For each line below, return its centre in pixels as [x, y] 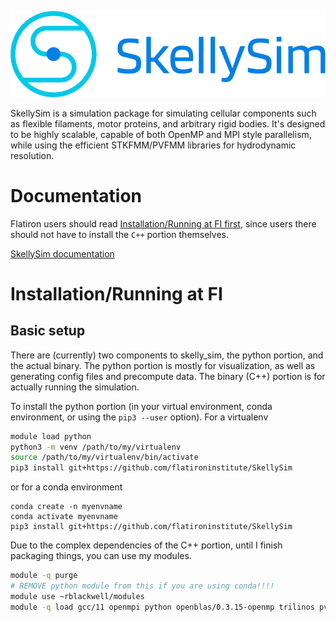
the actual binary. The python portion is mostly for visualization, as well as [163, 365]
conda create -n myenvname [66, 507]
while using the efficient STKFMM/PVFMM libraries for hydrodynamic [153, 145]
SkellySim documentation [62, 253]
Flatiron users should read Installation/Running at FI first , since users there [163, 223]
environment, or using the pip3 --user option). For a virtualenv [139, 417]
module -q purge [44, 576]
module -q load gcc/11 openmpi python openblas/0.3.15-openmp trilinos [162, 607]
